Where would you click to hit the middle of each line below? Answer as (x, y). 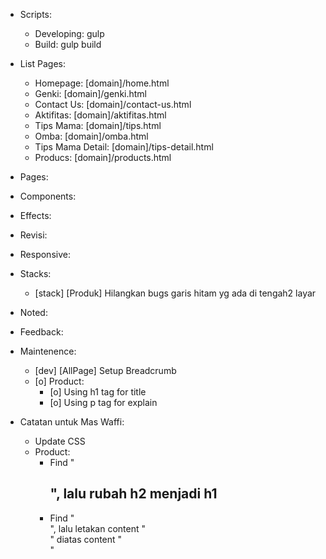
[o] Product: (59, 381)
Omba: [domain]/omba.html (91, 136)
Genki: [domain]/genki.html (91, 93)
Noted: (33, 312)
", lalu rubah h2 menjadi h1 (133, 494)
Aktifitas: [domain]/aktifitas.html (100, 115)
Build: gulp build (68, 44)
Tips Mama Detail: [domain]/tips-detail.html (124, 147)
